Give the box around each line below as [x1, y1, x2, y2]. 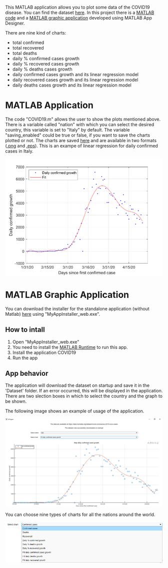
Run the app [12, 355, 38, 361]
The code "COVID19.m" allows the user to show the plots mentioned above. [5, 116, 161, 122]
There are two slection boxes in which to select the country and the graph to [5, 393, 162, 399]
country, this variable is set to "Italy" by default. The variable [5, 127, 130, 133]
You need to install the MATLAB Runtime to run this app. [12, 344, 128, 350]
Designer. [5, 20, 25, 26]
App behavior [5, 369, 48, 377]
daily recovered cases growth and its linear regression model [12, 77, 138, 83]
